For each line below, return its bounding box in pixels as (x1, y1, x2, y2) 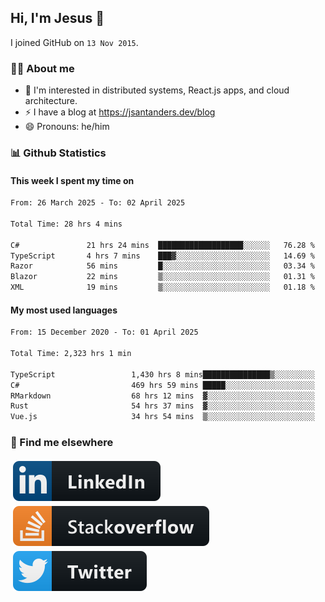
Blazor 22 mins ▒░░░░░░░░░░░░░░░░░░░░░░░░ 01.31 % (10, 272, 315, 282)
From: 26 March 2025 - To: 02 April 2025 (10, 198, 186, 208)
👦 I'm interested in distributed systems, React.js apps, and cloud (24, 84, 290, 96)
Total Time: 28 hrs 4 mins (10, 219, 123, 229)
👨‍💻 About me (10, 61, 75, 75)
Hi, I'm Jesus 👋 (10, 10, 105, 27)
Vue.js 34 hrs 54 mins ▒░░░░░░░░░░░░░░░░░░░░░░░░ (10, 412, 315, 422)
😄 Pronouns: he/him (24, 121, 110, 133)
